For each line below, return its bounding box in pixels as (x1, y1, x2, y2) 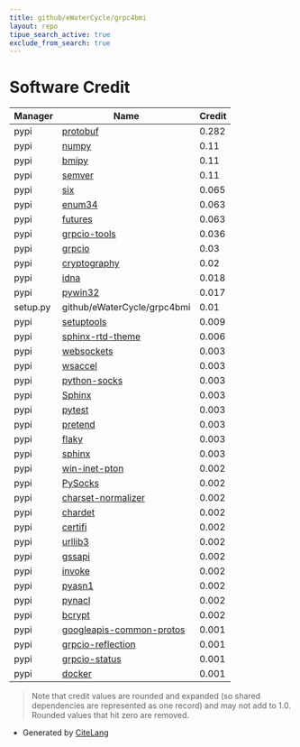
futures (61, 213, 93, 226)
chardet (61, 506, 95, 519)
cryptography (61, 257, 120, 270)
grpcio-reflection (61, 638, 136, 650)
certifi (61, 521, 87, 533)
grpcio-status (61, 653, 122, 666)
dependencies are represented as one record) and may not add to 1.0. (31, 700, 291, 711)
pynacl (61, 595, 91, 607)
